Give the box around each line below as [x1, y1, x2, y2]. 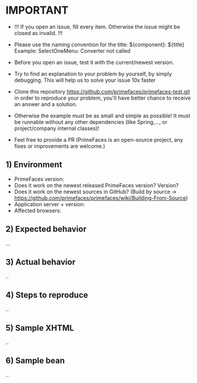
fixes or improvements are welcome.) [14, 142, 106, 149]
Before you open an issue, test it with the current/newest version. [14, 59, 174, 66]
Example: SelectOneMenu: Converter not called [14, 47, 131, 54]
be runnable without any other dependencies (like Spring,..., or [14, 118, 167, 125]
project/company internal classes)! [14, 125, 100, 132]
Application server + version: [14, 200, 85, 208]
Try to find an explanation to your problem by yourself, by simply [14, 70, 173, 77]
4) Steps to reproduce [5, 290, 88, 300]
